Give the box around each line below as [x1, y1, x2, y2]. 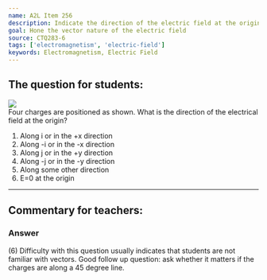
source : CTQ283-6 [8, 33, 66, 42]
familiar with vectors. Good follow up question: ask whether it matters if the [8, 254, 254, 263]
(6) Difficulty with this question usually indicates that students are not [8, 246, 236, 255]
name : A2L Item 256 [8, 11, 73, 20]
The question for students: [8, 78, 144, 91]
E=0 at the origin [19, 173, 75, 183]
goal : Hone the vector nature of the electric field [8, 26, 187, 34]
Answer [8, 227, 40, 239]
